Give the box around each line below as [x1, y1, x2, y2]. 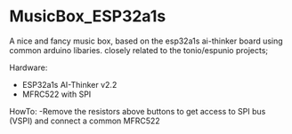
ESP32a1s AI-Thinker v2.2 [21, 79, 118, 90]
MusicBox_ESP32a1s [9, 6, 166, 27]
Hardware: [9, 62, 48, 73]
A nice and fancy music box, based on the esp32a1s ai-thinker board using [9, 35, 283, 46]
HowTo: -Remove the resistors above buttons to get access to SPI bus [9, 106, 266, 116]
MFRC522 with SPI [21, 89, 92, 99]
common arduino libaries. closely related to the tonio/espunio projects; [9, 44, 269, 55]
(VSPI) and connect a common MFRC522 [9, 115, 160, 126]
